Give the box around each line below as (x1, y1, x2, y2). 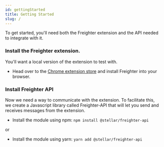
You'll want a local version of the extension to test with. (5, 59, 118, 65)
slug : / (5, 16, 21, 21)
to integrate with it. (5, 35, 43, 41)
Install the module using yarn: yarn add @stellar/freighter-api (12, 136, 142, 142)
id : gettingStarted (5, 7, 45, 12)
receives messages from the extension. (5, 107, 85, 113)
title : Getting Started (5, 12, 54, 17)
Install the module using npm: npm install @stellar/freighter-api (12, 117, 149, 123)
